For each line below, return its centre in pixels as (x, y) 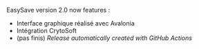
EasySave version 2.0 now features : (58, 10)
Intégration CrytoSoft (47, 31)
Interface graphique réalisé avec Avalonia (76, 23)
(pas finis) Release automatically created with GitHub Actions (104, 38)
